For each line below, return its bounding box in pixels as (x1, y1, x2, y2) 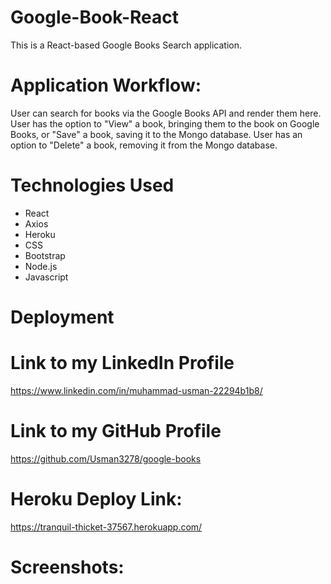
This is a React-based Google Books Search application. (10, 39, 243, 51)
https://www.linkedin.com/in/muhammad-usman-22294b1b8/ (10, 384, 263, 396)
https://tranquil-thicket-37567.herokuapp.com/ (10, 521, 203, 533)
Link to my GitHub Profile (10, 420, 222, 443)
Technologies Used (10, 174, 175, 197)
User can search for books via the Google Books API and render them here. (10, 107, 322, 119)
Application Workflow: (10, 74, 202, 97)
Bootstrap (24, 249, 66, 261)
